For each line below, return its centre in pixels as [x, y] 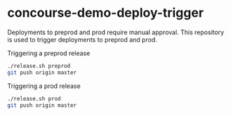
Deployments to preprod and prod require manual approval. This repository [116, 32]
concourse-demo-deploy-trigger [106, 13]
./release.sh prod [34, 99]
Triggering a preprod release [49, 53]
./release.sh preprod [39, 66]
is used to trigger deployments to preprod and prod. [82, 39]
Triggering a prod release [44, 86]
